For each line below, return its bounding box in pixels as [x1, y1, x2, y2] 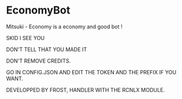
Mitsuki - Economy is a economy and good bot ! [6, 23, 123, 30]
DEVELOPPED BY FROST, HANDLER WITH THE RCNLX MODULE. [6, 86, 165, 93]
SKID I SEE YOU [6, 34, 45, 41]
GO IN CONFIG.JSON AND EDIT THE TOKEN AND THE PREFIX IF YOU [6, 68, 177, 75]
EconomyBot [6, 4, 71, 17]
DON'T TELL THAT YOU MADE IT [6, 45, 87, 53]
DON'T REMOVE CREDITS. [6, 57, 71, 64]
